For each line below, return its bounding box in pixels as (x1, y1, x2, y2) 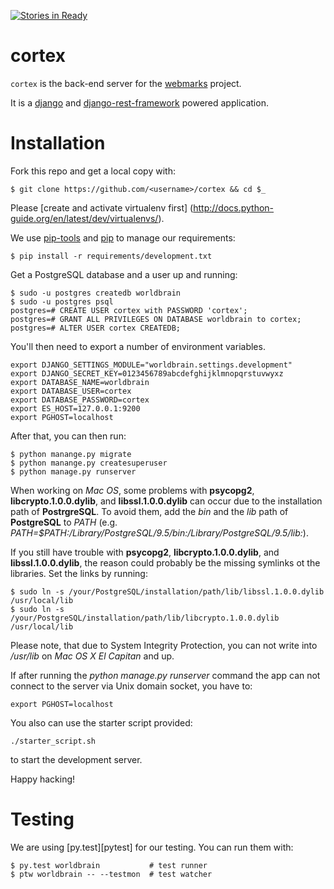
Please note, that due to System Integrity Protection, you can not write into (10, 639, 318, 651)
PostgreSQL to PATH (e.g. (10, 516, 118, 528)
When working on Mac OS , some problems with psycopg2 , (10, 484, 255, 496)
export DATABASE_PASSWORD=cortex (10, 395, 150, 405)
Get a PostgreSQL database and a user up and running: (10, 268, 238, 280)
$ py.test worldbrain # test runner (10, 860, 208, 870)
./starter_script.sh (10, 736, 97, 746)
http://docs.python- (193, 201, 275, 214)
